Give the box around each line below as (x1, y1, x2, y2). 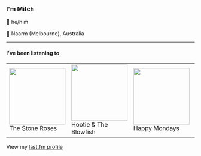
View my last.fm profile (6, 143, 63, 150)
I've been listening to (6, 49, 60, 56)
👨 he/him (6, 19, 29, 26)
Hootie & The (71, 120, 108, 128)
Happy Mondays (133, 124, 179, 132)
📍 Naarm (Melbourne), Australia (6, 30, 85, 37)
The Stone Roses (9, 124, 57, 132)
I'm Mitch (6, 5, 35, 13)
